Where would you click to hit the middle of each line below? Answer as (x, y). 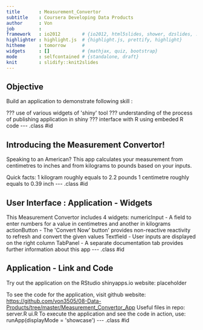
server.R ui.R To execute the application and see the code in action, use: (96, 314)
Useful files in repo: (161, 307)
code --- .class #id (30, 126)
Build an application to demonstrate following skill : (69, 101)
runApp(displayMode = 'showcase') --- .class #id (68, 320)
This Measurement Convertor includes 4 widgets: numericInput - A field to (99, 217)
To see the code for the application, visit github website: (76, 294)
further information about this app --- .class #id (66, 249)
